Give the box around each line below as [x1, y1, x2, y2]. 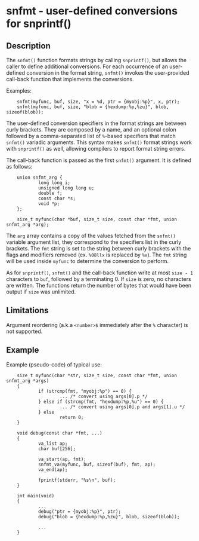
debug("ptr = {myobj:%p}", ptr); [38, 508, 121, 515]
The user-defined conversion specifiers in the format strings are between [6, 120, 186, 127]
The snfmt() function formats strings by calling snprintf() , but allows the [6, 57, 186, 63]
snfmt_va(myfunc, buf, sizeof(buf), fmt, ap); [38, 461, 156, 467]
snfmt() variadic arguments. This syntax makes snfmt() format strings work [6, 139, 192, 146]
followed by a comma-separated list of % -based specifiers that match [6, 133, 176, 139]
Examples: [6, 87, 32, 94]
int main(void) [17, 493, 55, 499]
